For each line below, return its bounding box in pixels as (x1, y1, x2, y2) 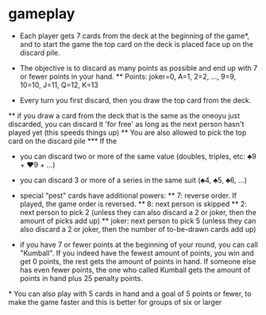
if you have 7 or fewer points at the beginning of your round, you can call (19, 240, 258, 249)
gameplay (8, 5, 75, 23)
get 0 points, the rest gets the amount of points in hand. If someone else (19, 256, 256, 266)
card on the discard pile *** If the (8, 136, 118, 145)
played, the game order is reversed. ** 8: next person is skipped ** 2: (19, 199, 248, 209)
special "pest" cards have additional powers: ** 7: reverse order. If (19, 190, 237, 200)
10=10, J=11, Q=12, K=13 (19, 80, 99, 90)
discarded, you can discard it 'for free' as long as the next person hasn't (8, 119, 245, 129)
